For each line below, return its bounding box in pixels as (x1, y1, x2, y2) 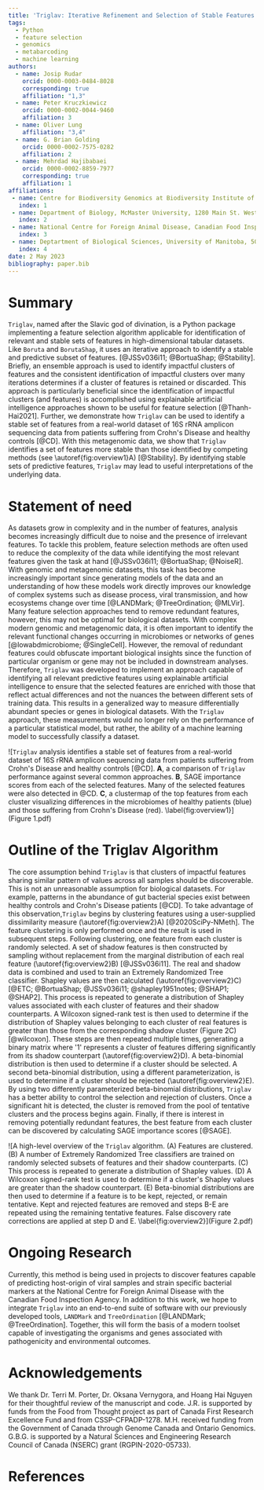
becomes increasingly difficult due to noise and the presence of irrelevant (8, 532, 247, 541)
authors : (8, 63, 37, 71)
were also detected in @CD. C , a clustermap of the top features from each (8, 789, 249, 798)
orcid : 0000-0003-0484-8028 (22, 77, 114, 85)
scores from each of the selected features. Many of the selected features (8, 781, 245, 790)
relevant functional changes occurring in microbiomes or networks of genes (8, 632, 255, 641)
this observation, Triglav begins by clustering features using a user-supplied (8, 909, 255, 919)
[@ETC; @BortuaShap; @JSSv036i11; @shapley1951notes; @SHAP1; (8, 984, 229, 994)
